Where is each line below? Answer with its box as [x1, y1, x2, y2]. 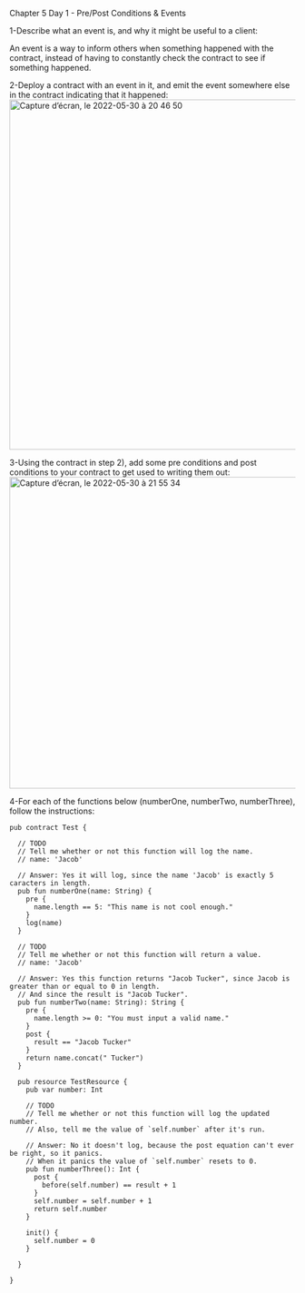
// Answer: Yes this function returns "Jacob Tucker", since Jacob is [17, 974, 290, 983]
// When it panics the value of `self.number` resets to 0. [25, 1157, 258, 1166]
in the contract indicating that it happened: [9, 90, 169, 100]
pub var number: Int [25, 1085, 103, 1094]
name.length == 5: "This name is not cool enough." [33, 903, 233, 912]
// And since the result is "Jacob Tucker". [17, 990, 189, 999]
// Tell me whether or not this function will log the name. [17, 847, 254, 856]
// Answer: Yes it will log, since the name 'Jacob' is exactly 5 [17, 871, 274, 880]
